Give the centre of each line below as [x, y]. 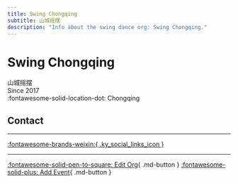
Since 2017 [23, 91]
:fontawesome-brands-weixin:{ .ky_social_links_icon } [86, 144]
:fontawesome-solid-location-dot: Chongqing [74, 98]
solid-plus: [23, 172]
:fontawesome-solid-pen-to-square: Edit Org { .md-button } [93, 165]
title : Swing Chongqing [42, 14]
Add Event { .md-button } [76, 172]
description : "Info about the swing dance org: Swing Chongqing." [107, 27]
